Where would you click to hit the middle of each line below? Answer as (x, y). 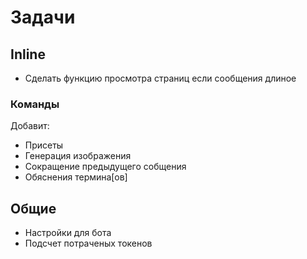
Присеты (44, 145)
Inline (28, 54)
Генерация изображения (78, 156)
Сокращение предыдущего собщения (105, 167)
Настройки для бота (68, 233)
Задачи (43, 17)
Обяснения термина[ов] (76, 177)
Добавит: (30, 126)
